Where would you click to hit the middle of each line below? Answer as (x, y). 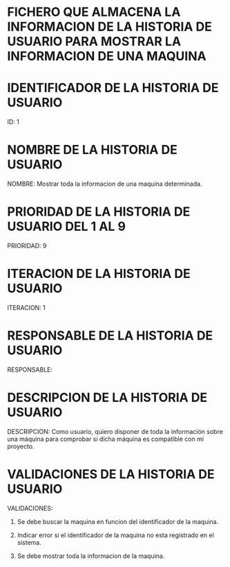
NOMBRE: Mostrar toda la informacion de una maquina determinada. (105, 184)
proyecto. (21, 446)
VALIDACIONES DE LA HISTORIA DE (111, 474)
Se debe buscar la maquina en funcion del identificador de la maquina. (118, 521)
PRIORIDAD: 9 (27, 246)
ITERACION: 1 (27, 307)
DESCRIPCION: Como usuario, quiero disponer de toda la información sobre (115, 431)
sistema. (29, 542)
